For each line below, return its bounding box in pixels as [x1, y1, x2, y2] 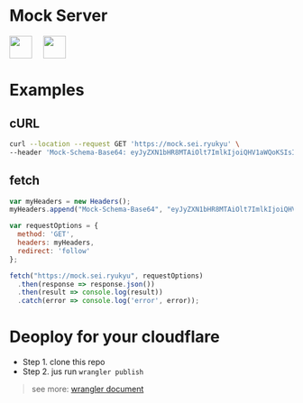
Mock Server [9, 5, 108, 26]
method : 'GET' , [17, 230, 75, 239]
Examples [9, 80, 85, 100]
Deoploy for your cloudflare [9, 326, 220, 347]
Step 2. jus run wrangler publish [22, 366, 144, 377]
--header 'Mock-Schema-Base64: [9, 148, 127, 157]
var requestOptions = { [9, 222, 99, 231]
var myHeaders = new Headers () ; [9, 197, 131, 206]
